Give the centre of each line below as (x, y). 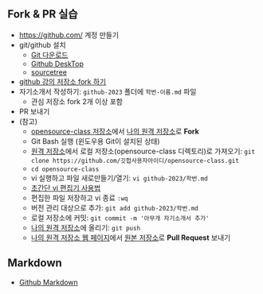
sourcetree (49, 72)
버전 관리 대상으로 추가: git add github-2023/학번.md (114, 207)
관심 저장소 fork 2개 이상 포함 (77, 101)
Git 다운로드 (49, 55)
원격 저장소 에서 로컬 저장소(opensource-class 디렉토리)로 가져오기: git (143, 151)
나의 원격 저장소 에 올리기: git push (86, 227)
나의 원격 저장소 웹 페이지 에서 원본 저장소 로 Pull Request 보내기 (131, 238)
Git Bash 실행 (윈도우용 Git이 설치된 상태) (95, 141)
